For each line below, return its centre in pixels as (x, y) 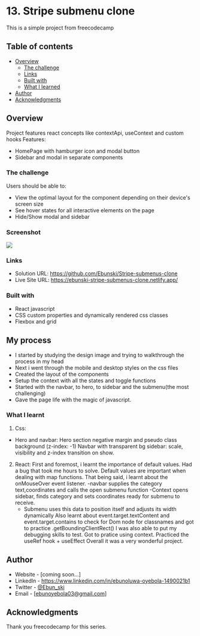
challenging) (30, 393)
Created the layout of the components (62, 374)
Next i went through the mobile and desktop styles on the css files (96, 367)
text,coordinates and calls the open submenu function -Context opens (101, 490)
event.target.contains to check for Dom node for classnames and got (109, 522)
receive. (25, 503)
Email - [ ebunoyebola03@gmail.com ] (61, 593)
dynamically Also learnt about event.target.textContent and (96, 515)
